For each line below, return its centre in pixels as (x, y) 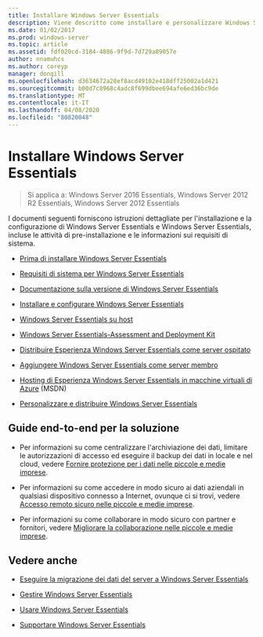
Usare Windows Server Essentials (74, 610)
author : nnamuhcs (36, 60)
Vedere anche (43, 561)
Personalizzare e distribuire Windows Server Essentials (108, 403)
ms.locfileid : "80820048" (50, 118)
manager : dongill (36, 74)
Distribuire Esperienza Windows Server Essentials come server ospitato (135, 349)
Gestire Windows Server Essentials (76, 595)
